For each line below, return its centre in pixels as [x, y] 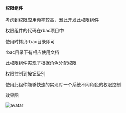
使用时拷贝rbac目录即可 [30, 42]
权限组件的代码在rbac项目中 [35, 31]
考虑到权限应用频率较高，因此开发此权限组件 [52, 20]
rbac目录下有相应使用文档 [33, 52]
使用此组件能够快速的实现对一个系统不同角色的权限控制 [63, 85]
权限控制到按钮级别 [25, 74]
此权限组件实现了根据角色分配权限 [41, 63]
